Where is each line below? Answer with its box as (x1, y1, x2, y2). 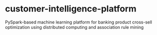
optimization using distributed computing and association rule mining (5, 24, 144, 30)
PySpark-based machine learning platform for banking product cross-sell (5, 19, 152, 25)
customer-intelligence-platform (5, 3, 137, 14)
